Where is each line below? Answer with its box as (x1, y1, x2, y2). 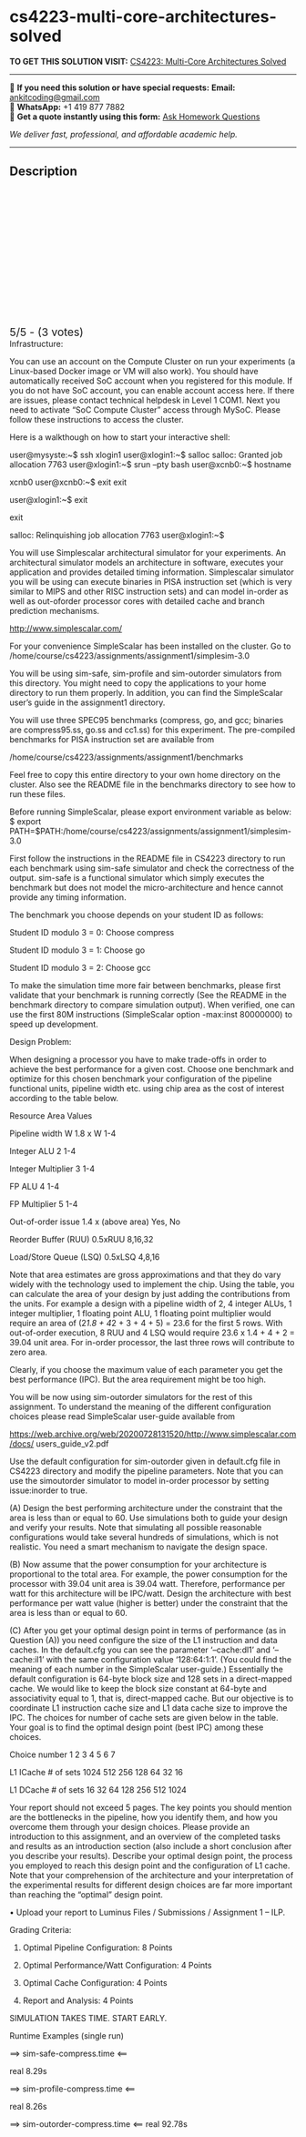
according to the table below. (9, 1092, 119, 1103)
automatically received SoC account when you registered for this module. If (9, 375, 293, 386)
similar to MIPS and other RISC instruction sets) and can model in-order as (9, 586, 289, 597)
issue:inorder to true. (9, 1485, 88, 1496)
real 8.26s (9, 2101, 47, 2111)
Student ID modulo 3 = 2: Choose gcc (9, 962, 152, 973)
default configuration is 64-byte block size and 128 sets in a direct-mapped (9, 1673, 293, 1684)
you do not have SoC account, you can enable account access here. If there (9, 384, 295, 395)
